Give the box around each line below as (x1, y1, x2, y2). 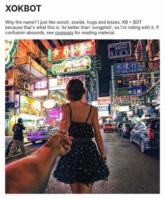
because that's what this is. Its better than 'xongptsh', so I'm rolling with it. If (5, 24, 159, 30)
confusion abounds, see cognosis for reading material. (5, 29, 116, 35)
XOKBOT (5, 3, 42, 14)
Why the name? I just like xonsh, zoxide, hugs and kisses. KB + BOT (5, 19, 142, 25)
